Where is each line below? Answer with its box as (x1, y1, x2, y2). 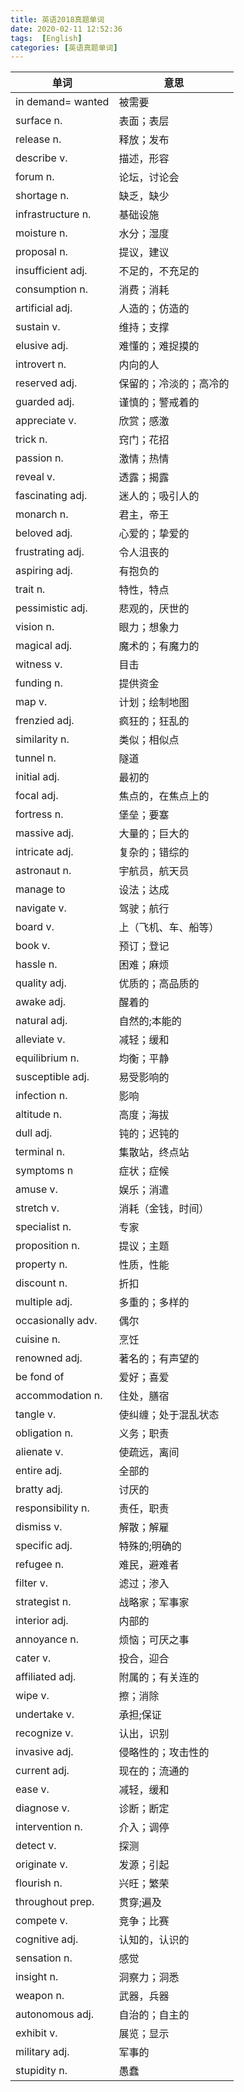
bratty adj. (15, 1482, 63, 1496)
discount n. (15, 1276, 68, 1290)
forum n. (15, 170, 55, 184)
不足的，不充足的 (118, 264, 200, 278)
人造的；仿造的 (118, 302, 190, 316)
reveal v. (15, 470, 56, 484)
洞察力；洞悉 (118, 1971, 180, 1985)
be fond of (15, 1370, 65, 1384)
